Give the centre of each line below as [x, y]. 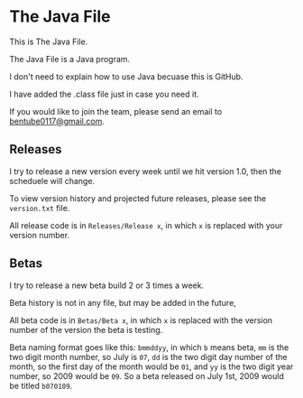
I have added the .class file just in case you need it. [104, 94]
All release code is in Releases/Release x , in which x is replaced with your [146, 225]
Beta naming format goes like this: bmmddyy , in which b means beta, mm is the [149, 347]
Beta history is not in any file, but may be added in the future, [123, 302]
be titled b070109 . [41, 385]
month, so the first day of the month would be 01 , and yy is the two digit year [151, 366]
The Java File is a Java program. [70, 59]
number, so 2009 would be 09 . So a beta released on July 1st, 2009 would [147, 375]
